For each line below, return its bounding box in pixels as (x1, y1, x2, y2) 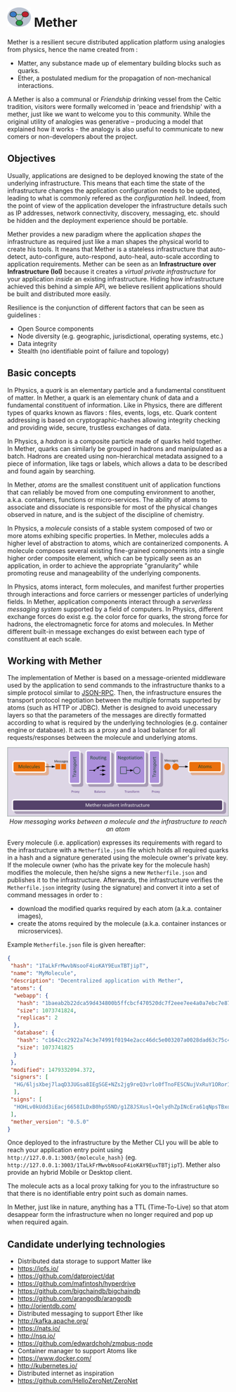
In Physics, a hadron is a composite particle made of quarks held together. (7, 437, 223, 445)
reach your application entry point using (7, 1146, 123, 1154)
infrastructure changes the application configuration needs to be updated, (7, 186, 222, 195)
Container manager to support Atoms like (17, 1347, 137, 1355)
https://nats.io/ (17, 1324, 61, 1333)
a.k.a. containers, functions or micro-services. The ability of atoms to (7, 495, 208, 504)
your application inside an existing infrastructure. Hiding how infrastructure (7, 274, 225, 283)
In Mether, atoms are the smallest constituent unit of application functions (7, 480, 221, 489)
